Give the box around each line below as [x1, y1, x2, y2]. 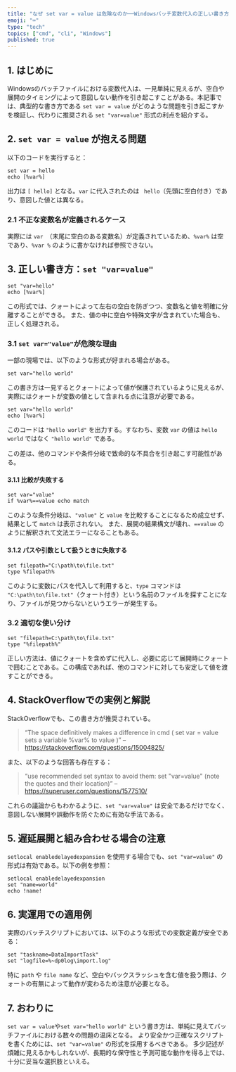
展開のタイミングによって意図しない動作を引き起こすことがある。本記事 [7, 93, 216, 101]
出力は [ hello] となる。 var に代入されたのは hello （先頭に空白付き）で [7, 186, 221, 195]
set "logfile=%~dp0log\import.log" [7, 957, 112, 964]
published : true [7, 37, 55, 44]
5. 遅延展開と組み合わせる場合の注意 [7, 833, 166, 845]
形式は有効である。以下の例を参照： [7, 861, 112, 869]
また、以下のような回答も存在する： [7, 758, 112, 766]
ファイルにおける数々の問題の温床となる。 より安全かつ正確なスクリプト [13, 1031, 225, 1040]
